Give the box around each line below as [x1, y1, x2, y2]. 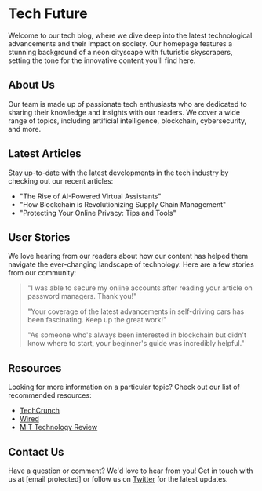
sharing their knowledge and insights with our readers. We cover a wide [8, 107, 241, 117]
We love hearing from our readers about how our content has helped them [8, 252, 249, 261]
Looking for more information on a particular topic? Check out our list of [8, 382, 241, 392]
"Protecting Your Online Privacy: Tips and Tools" [19, 208, 176, 217]
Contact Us [8, 445, 64, 459]
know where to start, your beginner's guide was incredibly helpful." [27, 339, 245, 348]
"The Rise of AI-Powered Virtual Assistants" [19, 191, 162, 201]
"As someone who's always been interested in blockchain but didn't [27, 330, 247, 340]
